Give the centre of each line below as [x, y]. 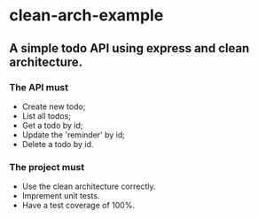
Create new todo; [54, 106]
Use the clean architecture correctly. [89, 186]
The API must [39, 87]
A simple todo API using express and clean [129, 48]
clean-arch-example [86, 16]
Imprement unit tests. [61, 196]
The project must [47, 167]
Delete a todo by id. [58, 144]
